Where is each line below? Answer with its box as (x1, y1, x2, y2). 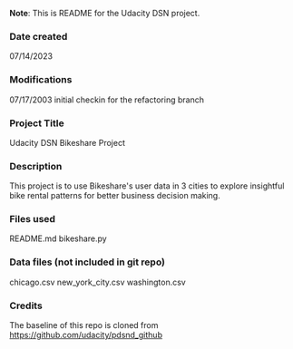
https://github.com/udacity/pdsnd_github (9, 330, 163, 341)
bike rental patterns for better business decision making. (9, 190, 220, 201)
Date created (9, 30, 68, 43)
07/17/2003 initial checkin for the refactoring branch (9, 94, 204, 105)
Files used (9, 213, 56, 226)
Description (9, 160, 63, 172)
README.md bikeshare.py (9, 233, 107, 244)
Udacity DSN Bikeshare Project (9, 137, 125, 148)
